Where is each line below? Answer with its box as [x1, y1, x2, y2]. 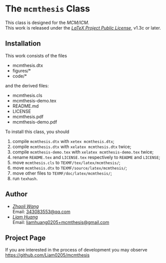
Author [5, 190, 27, 198]
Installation [5, 39, 41, 48]
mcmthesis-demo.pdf [12, 118, 57, 125]
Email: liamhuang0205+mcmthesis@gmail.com [12, 219, 109, 225]
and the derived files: [5, 82, 49, 88]
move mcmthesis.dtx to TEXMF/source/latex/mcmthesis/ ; [12, 164, 127, 170]
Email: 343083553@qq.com [12, 208, 71, 214]
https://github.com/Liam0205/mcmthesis [5, 252, 90, 258]
